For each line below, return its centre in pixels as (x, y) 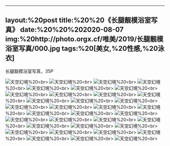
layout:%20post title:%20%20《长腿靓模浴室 (78, 20)
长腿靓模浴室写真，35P (29, 71)
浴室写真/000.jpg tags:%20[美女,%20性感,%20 (82, 49)
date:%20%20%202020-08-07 (72, 30)
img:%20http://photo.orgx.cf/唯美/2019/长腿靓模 (84, 39)
